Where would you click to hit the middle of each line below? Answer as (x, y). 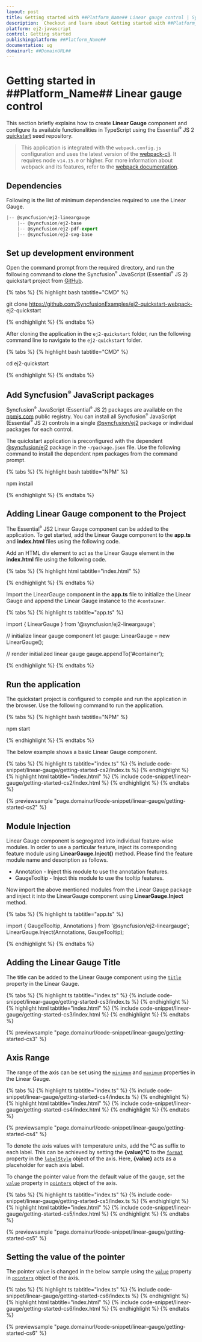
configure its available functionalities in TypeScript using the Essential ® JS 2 (100, 129)
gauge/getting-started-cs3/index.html (53, 1014)
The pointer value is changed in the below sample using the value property (99, 1272)
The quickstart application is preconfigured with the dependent (84, 441)
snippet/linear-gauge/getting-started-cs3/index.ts (68, 1001)
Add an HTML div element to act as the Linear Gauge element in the (90, 553)
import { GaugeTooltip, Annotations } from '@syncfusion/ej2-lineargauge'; (98, 926)
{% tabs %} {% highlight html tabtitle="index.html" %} (73, 571)
